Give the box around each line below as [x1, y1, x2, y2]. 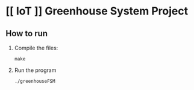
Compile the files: [14, 44, 58, 51]
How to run [5, 28, 48, 39]
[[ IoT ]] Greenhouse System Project [5, 4, 188, 18]
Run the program [14, 66, 57, 74]
